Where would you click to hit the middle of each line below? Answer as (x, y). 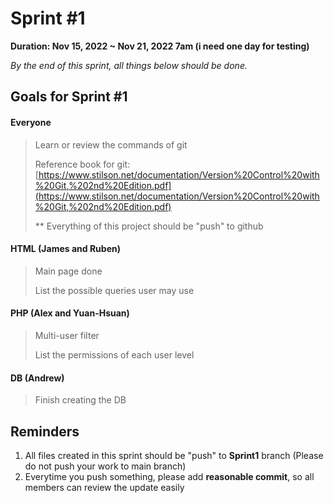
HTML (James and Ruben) (65, 249)
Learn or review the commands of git (111, 144)
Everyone (31, 122)
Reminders (45, 431)
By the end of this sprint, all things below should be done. (129, 65)
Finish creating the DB (80, 400)
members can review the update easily (104, 487)
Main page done (68, 271)
